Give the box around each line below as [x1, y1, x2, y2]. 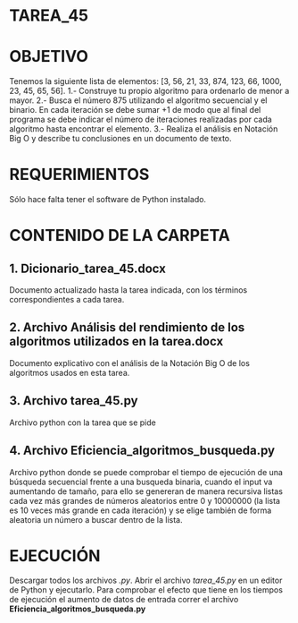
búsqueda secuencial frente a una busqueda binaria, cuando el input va [9, 476, 273, 487]
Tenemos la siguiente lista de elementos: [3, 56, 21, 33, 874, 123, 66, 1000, [9, 76, 283, 87]
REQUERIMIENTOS [9, 165, 150, 184]
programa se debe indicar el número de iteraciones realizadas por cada [9, 114, 272, 125]
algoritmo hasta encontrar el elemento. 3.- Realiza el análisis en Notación [9, 124, 278, 134]
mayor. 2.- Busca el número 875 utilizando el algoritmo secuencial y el [9, 95, 268, 106]
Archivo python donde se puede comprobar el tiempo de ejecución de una [9, 466, 284, 477]
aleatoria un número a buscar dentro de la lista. [9, 514, 183, 525]
